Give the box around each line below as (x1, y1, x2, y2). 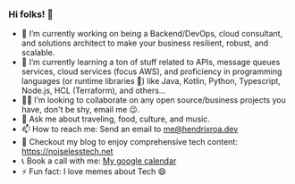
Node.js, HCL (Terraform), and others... (21, 85, 166, 96)
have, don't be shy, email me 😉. (21, 105, 140, 115)
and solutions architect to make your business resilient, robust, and (21, 38, 269, 48)
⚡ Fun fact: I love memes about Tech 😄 (21, 166, 167, 177)
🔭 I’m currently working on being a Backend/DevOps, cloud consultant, (21, 29, 283, 39)
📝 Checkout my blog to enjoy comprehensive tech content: (21, 137, 239, 147)
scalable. (21, 47, 55, 58)
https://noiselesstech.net (21, 146, 114, 157)
